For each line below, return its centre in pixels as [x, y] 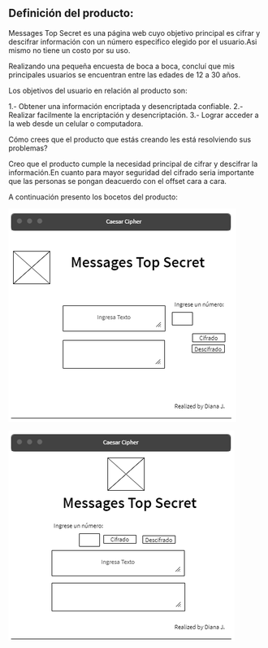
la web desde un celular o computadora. [76, 123]
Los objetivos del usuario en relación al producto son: [98, 90]
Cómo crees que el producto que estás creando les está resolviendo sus [130, 139]
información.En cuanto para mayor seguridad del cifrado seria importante [131, 172]
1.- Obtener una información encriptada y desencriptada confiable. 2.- [126, 106]
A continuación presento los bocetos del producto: [93, 197]
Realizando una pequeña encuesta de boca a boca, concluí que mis [122, 66]
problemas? [28, 148]
